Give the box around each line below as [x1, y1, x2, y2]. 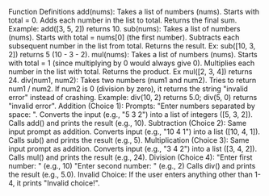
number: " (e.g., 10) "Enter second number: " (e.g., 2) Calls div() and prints [8, 161, 256, 170]
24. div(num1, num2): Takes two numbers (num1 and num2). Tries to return [8, 76, 257, 85]
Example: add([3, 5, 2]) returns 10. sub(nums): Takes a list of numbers [8, 24, 241, 33]
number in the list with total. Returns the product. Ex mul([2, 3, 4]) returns [8, 67, 253, 76]
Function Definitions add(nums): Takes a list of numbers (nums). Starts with [8, 7, 260, 16]
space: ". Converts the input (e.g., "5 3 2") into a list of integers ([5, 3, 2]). [8, 110, 253, 119]
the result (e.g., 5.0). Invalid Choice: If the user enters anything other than [8, 169, 253, 179]
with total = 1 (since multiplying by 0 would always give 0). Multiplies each [8, 58, 255, 68]
